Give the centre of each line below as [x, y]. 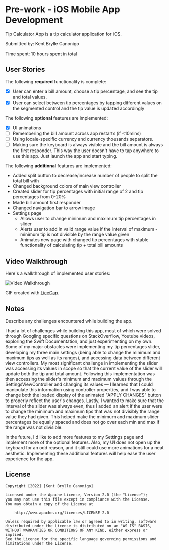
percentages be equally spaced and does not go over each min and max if [82, 422]
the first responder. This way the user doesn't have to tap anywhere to [86, 151]
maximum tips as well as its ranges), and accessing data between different [83, 358]
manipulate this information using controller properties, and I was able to [81, 389]
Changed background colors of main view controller [67, 186]
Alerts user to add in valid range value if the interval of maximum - [89, 229]
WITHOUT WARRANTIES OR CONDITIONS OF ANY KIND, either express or [76, 530]
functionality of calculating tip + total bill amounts [71, 245]
